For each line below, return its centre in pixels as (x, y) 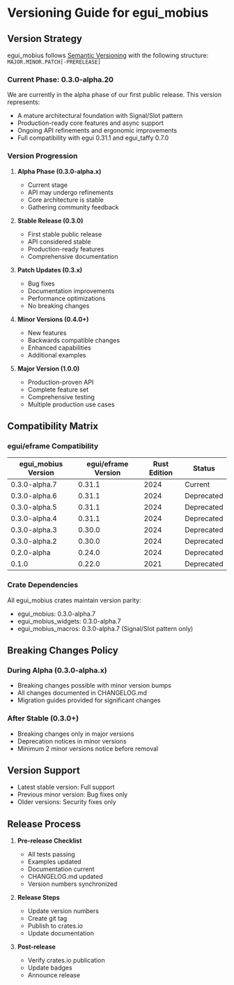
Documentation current (61, 869)
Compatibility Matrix (53, 426)
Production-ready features (66, 249)
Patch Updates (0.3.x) (50, 269)
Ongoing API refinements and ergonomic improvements (97, 131)
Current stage (48, 185)
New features (47, 332)
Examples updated (54, 862)
